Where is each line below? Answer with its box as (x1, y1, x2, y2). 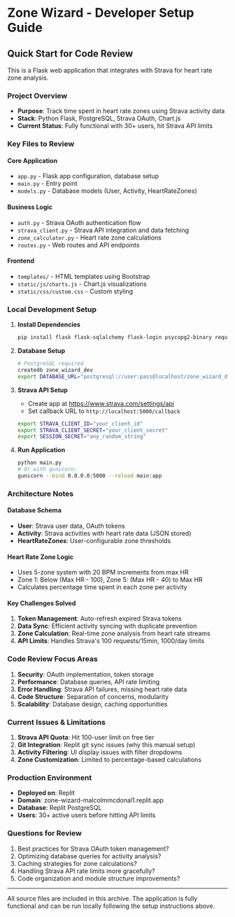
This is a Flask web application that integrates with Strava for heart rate (7, 66, 213, 74)
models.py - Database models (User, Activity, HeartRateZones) (17, 187, 197, 195)
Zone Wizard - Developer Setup (7, 5, 194, 21)
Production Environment (7, 772, 92, 782)
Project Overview (7, 91, 68, 101)
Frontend (7, 257, 35, 265)
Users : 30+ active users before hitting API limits (17, 811, 156, 819)
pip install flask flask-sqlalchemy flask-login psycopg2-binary (17, 334, 212, 341)
